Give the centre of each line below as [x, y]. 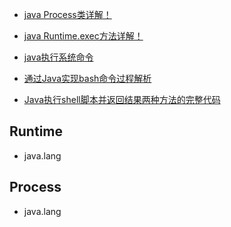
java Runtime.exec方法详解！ [83, 36]
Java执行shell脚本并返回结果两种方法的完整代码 [122, 99]
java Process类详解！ [67, 14]
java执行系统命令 [58, 57]
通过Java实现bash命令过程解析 [87, 78]
